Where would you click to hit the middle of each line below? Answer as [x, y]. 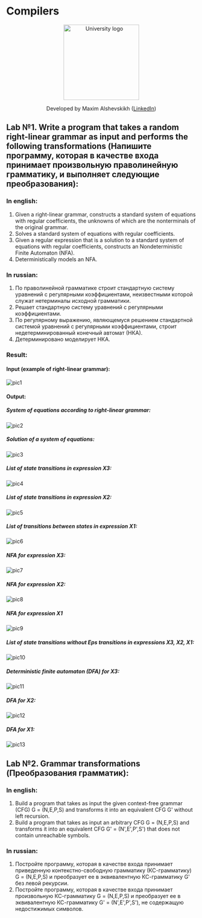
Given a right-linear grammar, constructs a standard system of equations [105, 214]
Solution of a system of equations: [51, 439]
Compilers [33, 11]
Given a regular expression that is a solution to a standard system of [99, 240]
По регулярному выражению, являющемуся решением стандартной [104, 320]
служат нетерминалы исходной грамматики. [73, 300]
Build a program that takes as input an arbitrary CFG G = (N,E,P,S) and [102, 822]
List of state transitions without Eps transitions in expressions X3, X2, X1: [100, 642]
